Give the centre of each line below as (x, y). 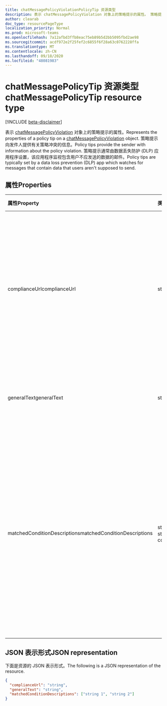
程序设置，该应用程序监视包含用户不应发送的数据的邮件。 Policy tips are (83, 157)
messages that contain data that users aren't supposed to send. (71, 168)
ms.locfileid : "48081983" (32, 61)
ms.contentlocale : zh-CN (31, 51)
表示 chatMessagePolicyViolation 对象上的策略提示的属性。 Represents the (81, 132)
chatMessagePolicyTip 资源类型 (72, 87)
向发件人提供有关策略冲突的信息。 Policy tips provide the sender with (75, 145)
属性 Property (23, 203)
